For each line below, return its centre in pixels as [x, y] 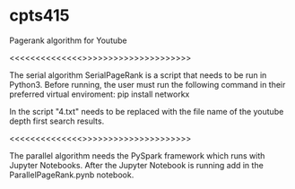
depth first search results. [57, 121]
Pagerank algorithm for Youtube [68, 40]
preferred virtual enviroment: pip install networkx [100, 94]
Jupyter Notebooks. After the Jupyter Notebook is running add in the [137, 165]
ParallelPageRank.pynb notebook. [72, 175]
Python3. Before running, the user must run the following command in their [147, 84]
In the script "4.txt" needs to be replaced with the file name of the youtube [147, 111]
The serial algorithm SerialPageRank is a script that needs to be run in [138, 75]
